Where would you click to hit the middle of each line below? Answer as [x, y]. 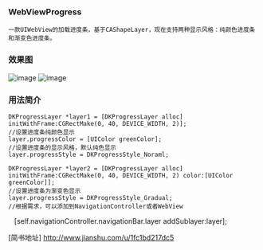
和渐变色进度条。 [32, 38]
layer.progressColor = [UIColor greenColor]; [85, 139]
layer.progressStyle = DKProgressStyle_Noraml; [89, 154]
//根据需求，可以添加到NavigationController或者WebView [96, 206]
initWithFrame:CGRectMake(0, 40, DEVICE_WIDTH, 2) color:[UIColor [121, 175]
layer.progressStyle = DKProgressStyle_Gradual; [90, 197]
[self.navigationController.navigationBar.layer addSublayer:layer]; [120, 221]
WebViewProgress [45, 12]
